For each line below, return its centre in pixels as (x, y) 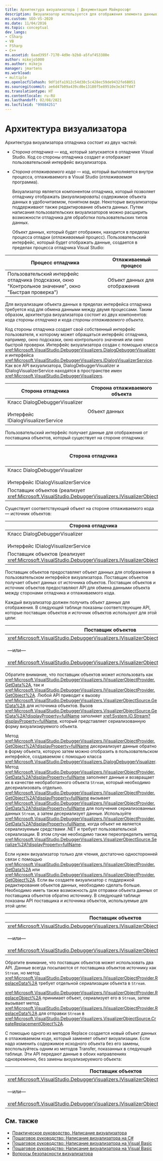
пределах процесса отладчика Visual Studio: (58, 247)
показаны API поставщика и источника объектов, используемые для (76, 901)
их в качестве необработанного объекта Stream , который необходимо (78, 782)
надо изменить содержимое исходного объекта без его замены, (72, 1043)
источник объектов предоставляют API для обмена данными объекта (78, 588)
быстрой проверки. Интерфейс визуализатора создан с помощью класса (81, 345)
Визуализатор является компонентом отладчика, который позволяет (84, 191)
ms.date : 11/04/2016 (26, 23)
